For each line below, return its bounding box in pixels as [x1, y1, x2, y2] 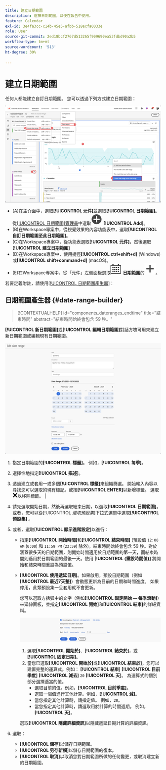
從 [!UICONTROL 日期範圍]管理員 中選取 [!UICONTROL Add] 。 [12, 220, 148, 226]
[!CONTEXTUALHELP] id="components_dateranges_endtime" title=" [17, 310, 157, 316]
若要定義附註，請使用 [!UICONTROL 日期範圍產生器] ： [5, 280, 115, 286]
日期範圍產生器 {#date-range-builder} [5, 296, 124, 304]
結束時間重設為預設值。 [28, 562, 77, 568]
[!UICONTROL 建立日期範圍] [12, 245, 70, 251]
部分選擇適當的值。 [27, 678, 67, 684]
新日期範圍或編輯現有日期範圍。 [5, 333, 70, 339]
